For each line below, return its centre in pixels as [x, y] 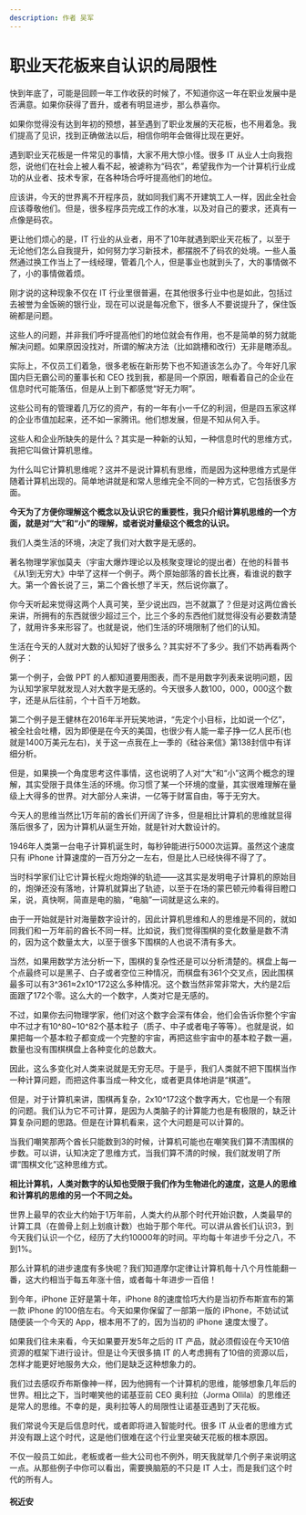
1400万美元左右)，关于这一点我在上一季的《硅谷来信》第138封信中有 [154, 742]
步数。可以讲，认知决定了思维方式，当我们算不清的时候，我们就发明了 [141, 1153]
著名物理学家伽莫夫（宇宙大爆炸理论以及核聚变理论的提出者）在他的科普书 [149, 561]
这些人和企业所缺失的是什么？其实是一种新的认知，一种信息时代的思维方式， [153, 438]
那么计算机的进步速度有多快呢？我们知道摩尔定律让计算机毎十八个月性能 [145, 1268]
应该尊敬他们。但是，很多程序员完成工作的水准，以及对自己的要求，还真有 [149, 208]
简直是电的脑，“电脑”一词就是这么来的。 [148, 899]
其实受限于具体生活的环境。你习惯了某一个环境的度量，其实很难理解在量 [161, 784]
